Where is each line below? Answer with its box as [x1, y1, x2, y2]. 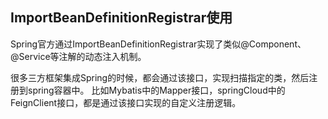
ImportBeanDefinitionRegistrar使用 [10, 9, 233, 27]
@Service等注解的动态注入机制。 [10, 50, 147, 62]
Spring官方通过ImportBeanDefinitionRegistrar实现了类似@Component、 [10, 38, 307, 50]
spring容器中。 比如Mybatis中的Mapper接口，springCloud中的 [27, 84, 286, 96]
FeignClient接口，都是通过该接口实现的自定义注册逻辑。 [10, 96, 242, 108]
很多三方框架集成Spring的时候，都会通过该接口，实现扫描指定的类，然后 [10, 71, 310, 83]
